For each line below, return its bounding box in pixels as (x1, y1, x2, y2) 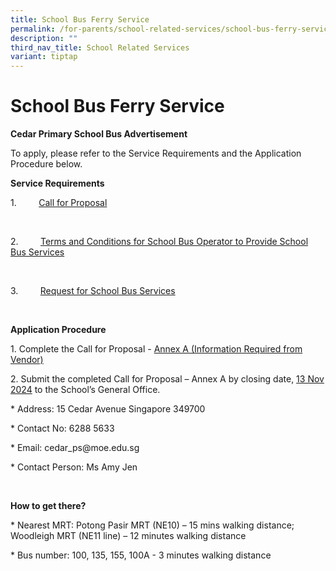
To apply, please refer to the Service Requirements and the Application (10, 147, 302, 160)
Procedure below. (10, 158, 83, 170)
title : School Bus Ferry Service (10, 14, 150, 25)
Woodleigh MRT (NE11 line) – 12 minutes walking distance (10, 530, 247, 542)
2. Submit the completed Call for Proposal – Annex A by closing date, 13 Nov (10, 373, 325, 385)
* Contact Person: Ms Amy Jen (10, 461, 138, 473)
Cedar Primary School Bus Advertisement (10, 128, 188, 140)
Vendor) (10, 354, 44, 366)
